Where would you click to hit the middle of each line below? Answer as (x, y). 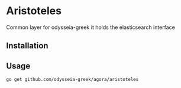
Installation (27, 46)
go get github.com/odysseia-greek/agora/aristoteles (72, 80)
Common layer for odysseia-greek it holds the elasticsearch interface (91, 27)
